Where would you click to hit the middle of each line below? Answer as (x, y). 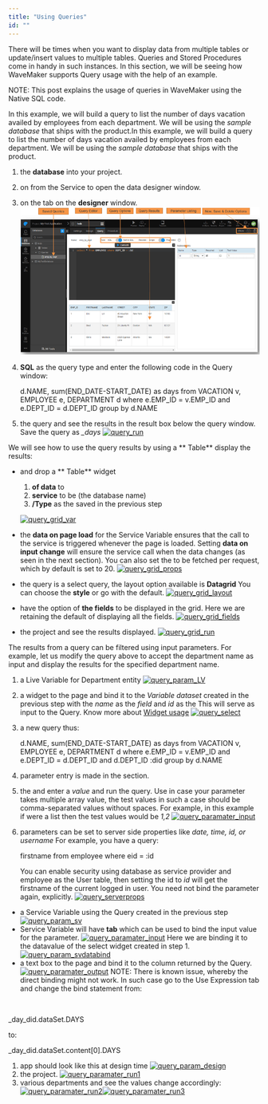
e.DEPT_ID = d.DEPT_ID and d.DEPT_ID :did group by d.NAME (121, 760)
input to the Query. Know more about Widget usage (104, 712)
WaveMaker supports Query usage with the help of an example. (113, 74)
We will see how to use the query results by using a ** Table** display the (130, 448)
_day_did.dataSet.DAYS (46, 1019)
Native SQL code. (37, 98)
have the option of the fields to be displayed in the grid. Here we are (132, 608)
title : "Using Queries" (48, 17)
